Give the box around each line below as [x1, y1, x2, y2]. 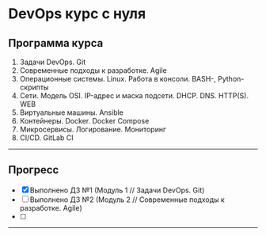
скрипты [19, 82, 49, 92]
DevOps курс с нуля [8, 5, 146, 23]
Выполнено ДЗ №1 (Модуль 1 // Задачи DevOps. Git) [29, 185, 205, 195]
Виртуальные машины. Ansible [19, 108, 124, 117]
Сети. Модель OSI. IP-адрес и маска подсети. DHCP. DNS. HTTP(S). [19, 91, 249, 100]
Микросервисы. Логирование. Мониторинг [19, 124, 166, 134]
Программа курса [8, 36, 104, 50]
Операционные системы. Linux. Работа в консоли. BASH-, [19, 74, 216, 83]
